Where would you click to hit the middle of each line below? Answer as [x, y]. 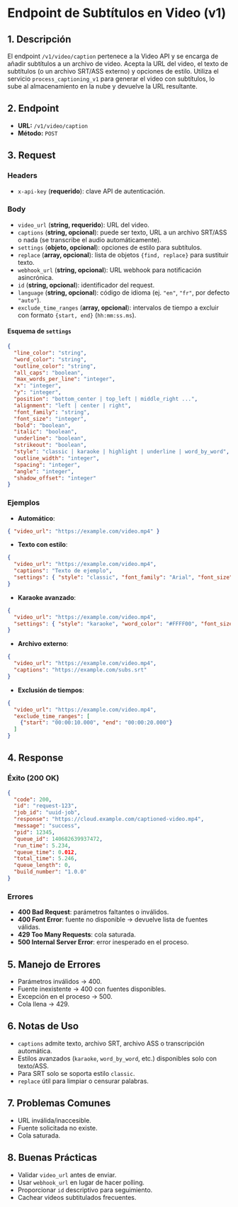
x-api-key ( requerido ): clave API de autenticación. [91, 191]
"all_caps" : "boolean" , [49, 373]
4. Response [35, 758]
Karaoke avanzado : [47, 597]
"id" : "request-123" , [46, 806]
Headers [22, 176]
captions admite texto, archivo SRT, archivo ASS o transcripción [111, 1043]
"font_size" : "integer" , [50, 419]
